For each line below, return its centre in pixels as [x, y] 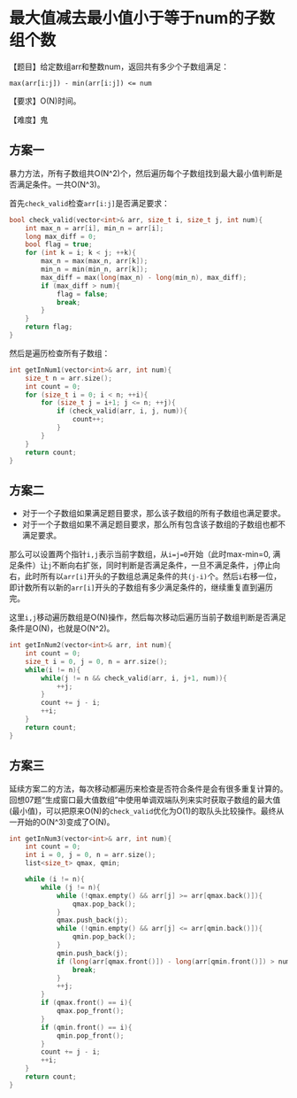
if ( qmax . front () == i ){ [87, 1003]
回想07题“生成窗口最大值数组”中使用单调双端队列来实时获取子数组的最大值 [145, 800]
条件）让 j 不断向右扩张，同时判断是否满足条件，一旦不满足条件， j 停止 [145, 565]
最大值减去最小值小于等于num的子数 [142, 18]
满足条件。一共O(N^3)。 [61, 184]
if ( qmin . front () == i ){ [87, 1027]
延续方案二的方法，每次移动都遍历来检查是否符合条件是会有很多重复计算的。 [148, 788]
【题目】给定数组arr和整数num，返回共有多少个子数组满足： [119, 66]
